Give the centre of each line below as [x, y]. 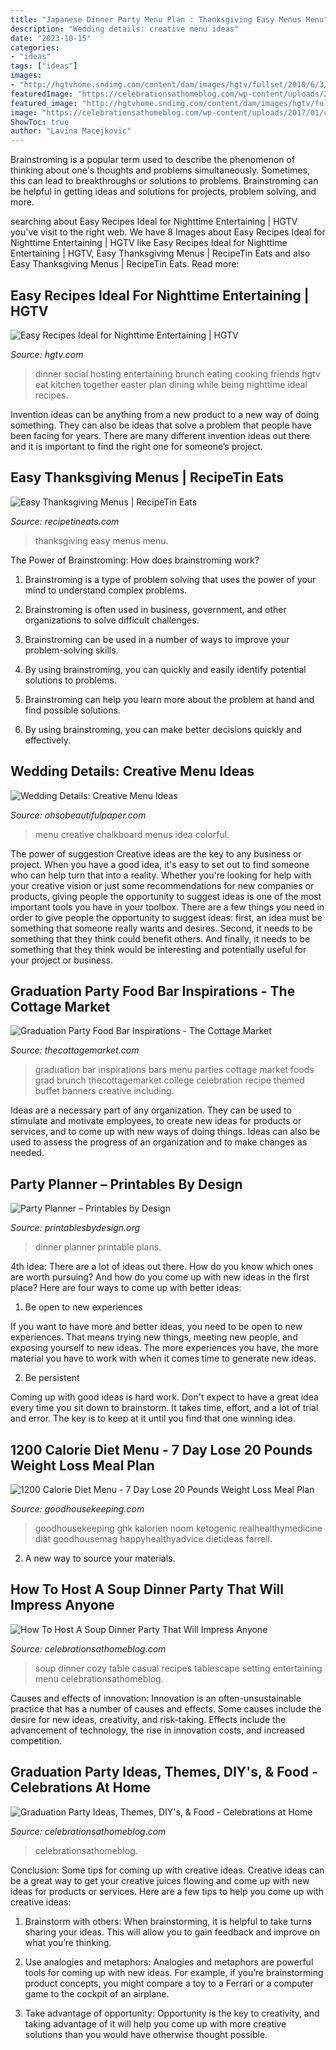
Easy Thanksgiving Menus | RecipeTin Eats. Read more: [125, 264]
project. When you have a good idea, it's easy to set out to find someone [160, 864]
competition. [36, 1740]
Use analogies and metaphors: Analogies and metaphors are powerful [169, 1962]
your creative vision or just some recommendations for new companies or [162, 885]
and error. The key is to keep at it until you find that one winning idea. [153, 1418]
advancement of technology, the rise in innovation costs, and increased [157, 1730]
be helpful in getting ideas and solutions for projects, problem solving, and [163, 192]
